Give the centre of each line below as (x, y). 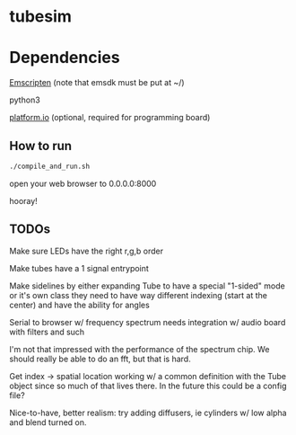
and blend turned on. (48, 422)
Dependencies (65, 58)
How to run (41, 146)
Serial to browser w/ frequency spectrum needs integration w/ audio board (148, 322)
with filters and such (47, 332)
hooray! (23, 200)
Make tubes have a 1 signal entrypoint (79, 268)
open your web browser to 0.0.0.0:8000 (83, 183)
